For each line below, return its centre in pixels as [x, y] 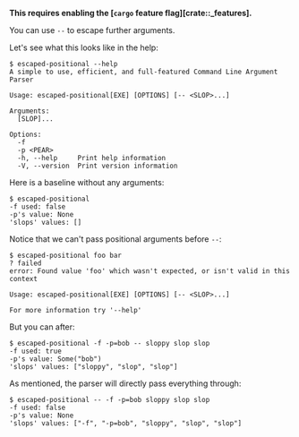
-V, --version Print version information [98, 166]
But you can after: [42, 327]
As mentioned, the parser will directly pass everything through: [125, 383]
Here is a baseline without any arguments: [87, 182]
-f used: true [36, 351]
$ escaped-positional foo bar [66, 255]
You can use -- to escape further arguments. [92, 30]
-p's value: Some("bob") [56, 359]
